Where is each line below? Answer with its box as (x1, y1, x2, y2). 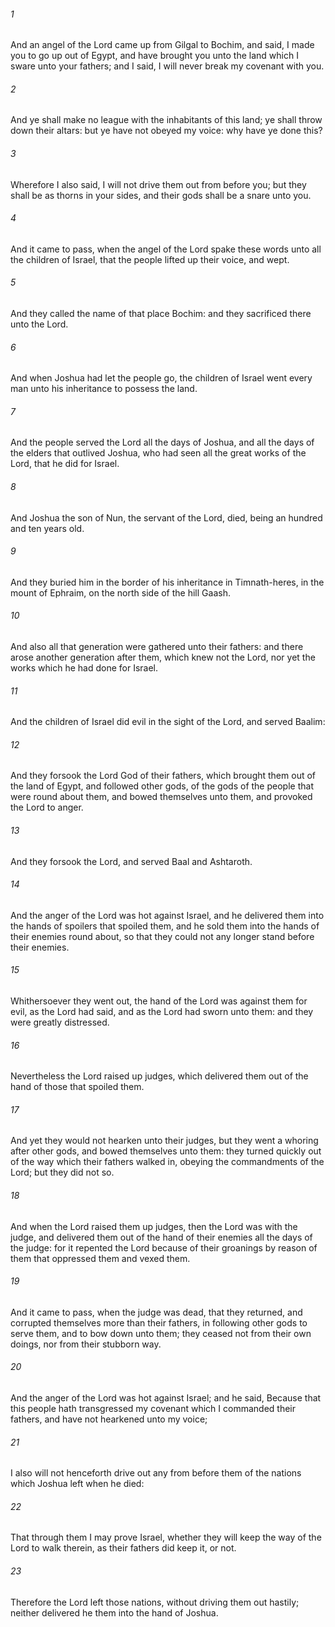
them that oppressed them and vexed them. (10, 1252, 191, 1264)
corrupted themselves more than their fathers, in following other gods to (10, 1316, 308, 1329)
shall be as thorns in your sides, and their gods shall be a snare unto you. (10, 189, 312, 201)
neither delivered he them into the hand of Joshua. (10, 1606, 219, 1619)
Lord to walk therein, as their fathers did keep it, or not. (10, 1542, 237, 1554)
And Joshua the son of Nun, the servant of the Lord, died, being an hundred (10, 511, 323, 524)
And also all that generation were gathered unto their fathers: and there (10, 641, 304, 653)
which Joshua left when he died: (10, 1478, 145, 1490)
